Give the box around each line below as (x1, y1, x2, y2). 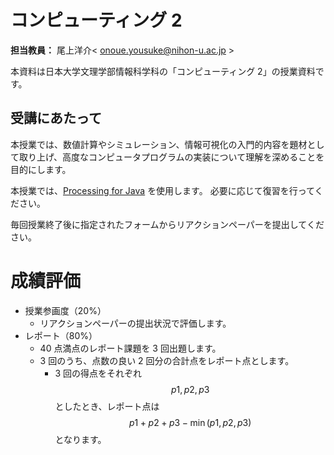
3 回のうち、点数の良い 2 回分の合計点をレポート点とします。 (39, 354, 295, 366)
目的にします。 (10, 163, 72, 175)
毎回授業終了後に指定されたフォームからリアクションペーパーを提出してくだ (10, 218, 325, 230)
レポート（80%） (24, 329, 98, 341)
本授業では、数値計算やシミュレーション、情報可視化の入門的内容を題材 (10, 138, 308, 150)
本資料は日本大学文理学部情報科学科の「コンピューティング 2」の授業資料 (10, 65, 316, 77)
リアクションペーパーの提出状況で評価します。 (39, 317, 232, 329)
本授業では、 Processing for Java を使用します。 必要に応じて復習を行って (10, 184, 315, 196)
